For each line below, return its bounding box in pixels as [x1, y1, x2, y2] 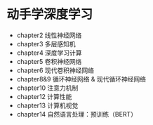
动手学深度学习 [6, 6, 93, 22]
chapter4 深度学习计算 [16, 48, 82, 57]
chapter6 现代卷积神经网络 [16, 66, 95, 74]
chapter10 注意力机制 [16, 84, 79, 92]
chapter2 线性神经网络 [16, 31, 82, 39]
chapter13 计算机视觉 [16, 101, 79, 110]
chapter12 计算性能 [16, 92, 72, 100]
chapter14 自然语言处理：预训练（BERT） [16, 110, 138, 118]
